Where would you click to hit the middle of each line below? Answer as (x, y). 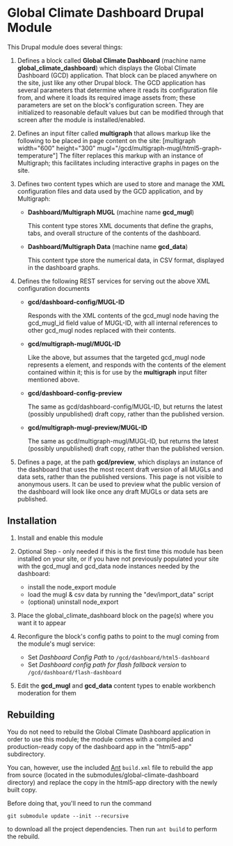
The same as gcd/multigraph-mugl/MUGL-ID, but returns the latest (123, 441)
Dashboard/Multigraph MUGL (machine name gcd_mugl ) (111, 212)
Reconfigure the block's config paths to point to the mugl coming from (118, 636)
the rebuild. (24, 836)
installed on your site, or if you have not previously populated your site (118, 559)
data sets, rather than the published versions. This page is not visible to (120, 476)
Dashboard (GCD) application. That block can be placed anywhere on (117, 75)
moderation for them (47, 693)
